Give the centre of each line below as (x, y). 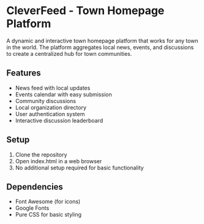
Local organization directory (51, 107)
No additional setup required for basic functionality (79, 168)
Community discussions (46, 101)
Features (24, 73)
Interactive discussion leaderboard (59, 120)
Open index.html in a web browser (59, 161)
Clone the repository (41, 155)
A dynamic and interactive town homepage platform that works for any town (102, 41)
